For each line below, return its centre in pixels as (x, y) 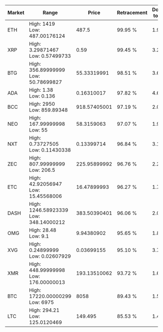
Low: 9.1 (39, 236)
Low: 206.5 (42, 170)
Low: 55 (38, 130)
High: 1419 (42, 24)
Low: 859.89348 (48, 110)
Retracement (132, 13)
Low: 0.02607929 (50, 256)
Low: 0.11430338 (50, 150)
